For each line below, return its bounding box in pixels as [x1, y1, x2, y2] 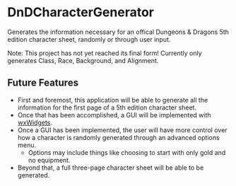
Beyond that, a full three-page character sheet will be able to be [17, 163, 204, 172]
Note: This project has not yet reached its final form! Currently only [7, 49, 203, 57]
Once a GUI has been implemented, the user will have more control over [17, 125, 228, 134]
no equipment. [28, 156, 71, 164]
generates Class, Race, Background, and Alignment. [7, 56, 159, 64]
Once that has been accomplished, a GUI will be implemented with [17, 110, 211, 119]
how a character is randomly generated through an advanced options [17, 133, 220, 141]
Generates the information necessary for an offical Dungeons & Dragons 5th [7, 28, 230, 36]
